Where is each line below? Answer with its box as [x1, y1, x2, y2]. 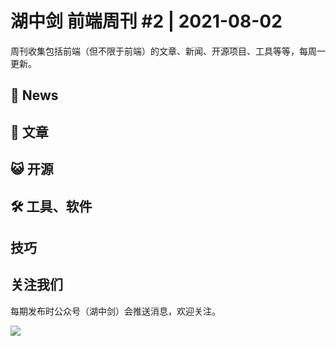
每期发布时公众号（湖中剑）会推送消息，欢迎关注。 [10, 305, 221, 317]
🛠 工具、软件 [10, 198, 93, 215]
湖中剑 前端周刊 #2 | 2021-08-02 [10, 10, 283, 33]
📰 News [10, 87, 59, 104]
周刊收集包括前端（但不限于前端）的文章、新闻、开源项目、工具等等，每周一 [10, 45, 326, 57]
